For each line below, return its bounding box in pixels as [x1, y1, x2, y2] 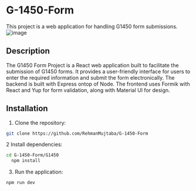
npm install [11, 158, 41, 164]
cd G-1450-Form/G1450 [6, 152, 59, 158]
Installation [6, 104, 48, 114]
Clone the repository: [14, 119, 66, 126]
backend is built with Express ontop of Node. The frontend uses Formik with [6, 80, 190, 87]
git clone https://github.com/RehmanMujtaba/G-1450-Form [6, 130, 148, 137]
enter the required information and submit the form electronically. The [6, 74, 175, 81]
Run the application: [14, 168, 63, 176]
